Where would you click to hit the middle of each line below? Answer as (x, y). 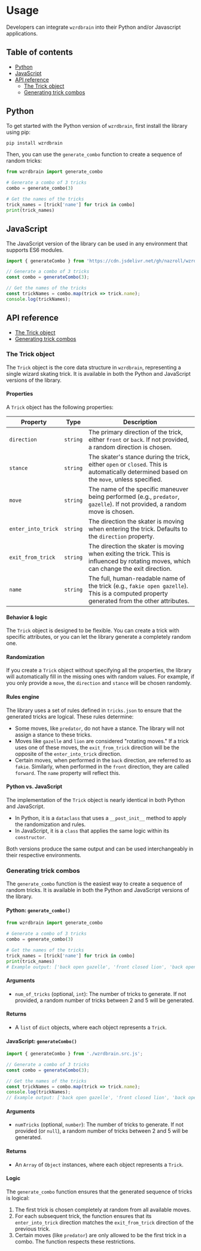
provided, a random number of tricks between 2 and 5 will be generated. (104, 1000)
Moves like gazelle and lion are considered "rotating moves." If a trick (102, 741)
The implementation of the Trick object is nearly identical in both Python (96, 800)
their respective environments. (44, 855)
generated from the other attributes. (139, 601)
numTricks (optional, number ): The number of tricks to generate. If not (99, 1125)
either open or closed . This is (128, 465)
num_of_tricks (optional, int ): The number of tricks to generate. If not (100, 993)
